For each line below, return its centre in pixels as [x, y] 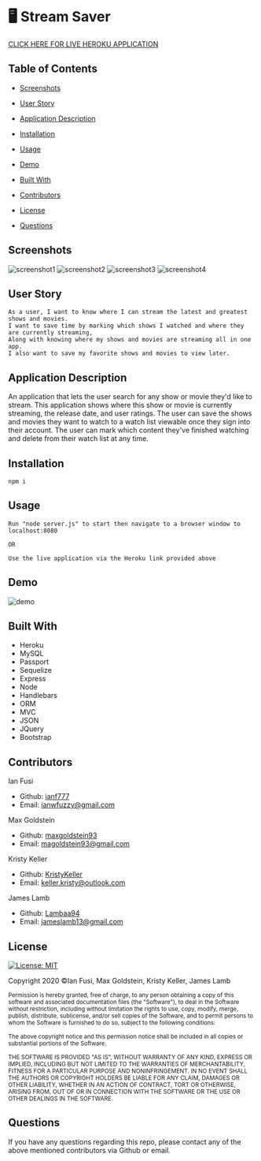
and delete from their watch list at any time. [79, 439]
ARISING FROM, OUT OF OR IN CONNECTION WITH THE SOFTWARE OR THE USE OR [125, 1092]
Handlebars [38, 696]
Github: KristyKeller [51, 875]
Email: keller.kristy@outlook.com [72, 883]
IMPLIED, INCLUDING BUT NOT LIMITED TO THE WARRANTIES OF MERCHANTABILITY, [127, 1064]
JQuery [32, 729]
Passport [34, 662]
